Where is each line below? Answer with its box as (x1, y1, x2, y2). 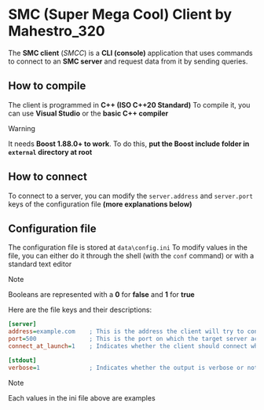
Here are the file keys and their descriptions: (8, 305, 152, 315)
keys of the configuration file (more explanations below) (8, 199, 192, 209)
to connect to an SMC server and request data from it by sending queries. (8, 57, 248, 66)
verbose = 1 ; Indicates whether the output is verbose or (8, 364, 244, 372)
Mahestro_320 (8, 22, 105, 40)
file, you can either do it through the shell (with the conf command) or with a (8, 251, 255, 261)
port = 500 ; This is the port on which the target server (8, 335, 247, 343)
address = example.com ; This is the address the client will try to (8, 328, 244, 335)
